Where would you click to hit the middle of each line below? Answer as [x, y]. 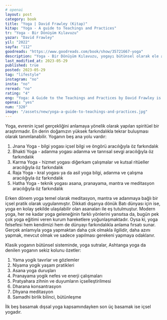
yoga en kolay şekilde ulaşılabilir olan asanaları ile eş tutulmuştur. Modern [80, 209]
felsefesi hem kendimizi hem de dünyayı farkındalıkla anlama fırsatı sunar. [80, 224]
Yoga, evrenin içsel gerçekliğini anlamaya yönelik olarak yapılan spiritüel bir [82, 126]
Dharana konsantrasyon [37, 286]
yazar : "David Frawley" [30, 38]
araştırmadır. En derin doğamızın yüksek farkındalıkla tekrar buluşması [77, 131]
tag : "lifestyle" [23, 75]
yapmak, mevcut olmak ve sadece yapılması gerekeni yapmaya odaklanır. [80, 235]
